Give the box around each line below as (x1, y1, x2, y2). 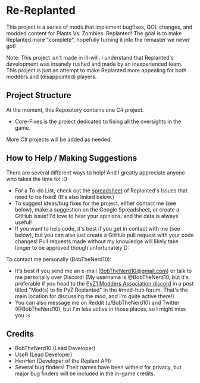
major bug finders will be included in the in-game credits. (14, 370, 155, 377)
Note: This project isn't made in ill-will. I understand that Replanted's (6, 54, 174, 61)
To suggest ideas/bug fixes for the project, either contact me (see (14, 200, 177, 207)
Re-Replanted (6, 4, 76, 17)
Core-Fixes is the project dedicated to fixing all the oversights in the (14, 118, 182, 125)
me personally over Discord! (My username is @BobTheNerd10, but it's (14, 273, 189, 281)
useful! (14, 219, 32, 226)
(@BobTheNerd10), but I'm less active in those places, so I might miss (14, 305, 186, 312)
